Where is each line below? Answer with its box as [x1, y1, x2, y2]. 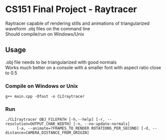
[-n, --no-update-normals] [73, 121, 130, 127]
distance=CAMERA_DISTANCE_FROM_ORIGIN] [5, 130, 90, 135]
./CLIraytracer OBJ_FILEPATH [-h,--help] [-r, [5, 117, 105, 122]
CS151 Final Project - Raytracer [5, 4, 138, 15]
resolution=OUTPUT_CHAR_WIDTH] [5, 121, 71, 127]
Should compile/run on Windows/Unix [5, 31, 85, 37]
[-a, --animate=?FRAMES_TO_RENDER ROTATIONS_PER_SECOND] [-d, [16, 126, 151, 131]
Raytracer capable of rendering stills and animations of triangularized [5, 20, 150, 26]
